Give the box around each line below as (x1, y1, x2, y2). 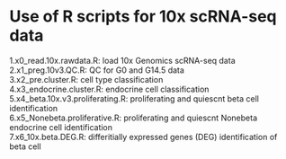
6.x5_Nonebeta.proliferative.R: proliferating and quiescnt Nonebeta (9, 112, 258, 123)
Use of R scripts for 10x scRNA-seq (9, 6, 277, 27)
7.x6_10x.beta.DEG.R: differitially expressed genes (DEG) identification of (9, 131, 278, 142)
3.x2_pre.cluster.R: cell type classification (9, 74, 164, 84)
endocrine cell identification (9, 121, 113, 132)
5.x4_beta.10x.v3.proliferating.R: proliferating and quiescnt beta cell (9, 93, 259, 104)
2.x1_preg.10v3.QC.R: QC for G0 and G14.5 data (9, 65, 184, 75)
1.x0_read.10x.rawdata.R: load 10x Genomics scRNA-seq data (9, 55, 236, 66)
